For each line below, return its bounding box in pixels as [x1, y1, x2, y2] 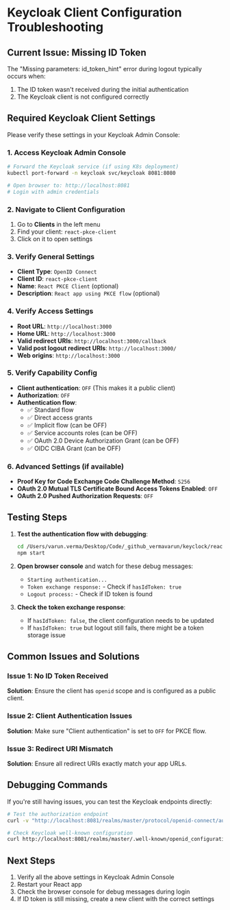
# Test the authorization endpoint [7, 811, 109, 817]
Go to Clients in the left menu [16, 220, 101, 228]
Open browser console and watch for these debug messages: [16, 562, 194, 570]
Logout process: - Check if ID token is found [27, 589, 153, 598]
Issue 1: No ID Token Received [7, 671, 109, 680]
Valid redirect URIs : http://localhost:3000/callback [16, 336, 166, 345]
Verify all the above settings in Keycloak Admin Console [16, 873, 175, 881]
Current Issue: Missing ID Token [7, 47, 146, 58]
